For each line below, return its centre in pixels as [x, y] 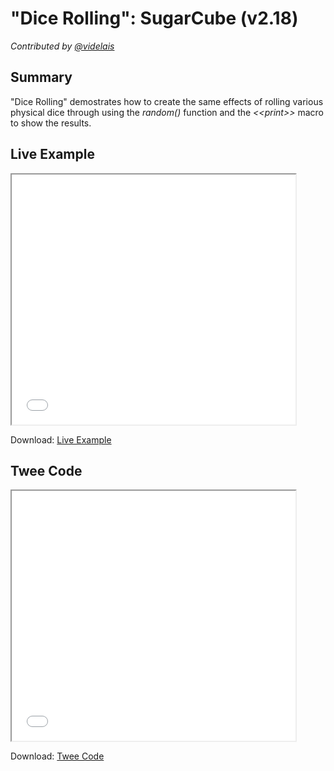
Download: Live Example [61, 439]
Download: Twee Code [57, 756]
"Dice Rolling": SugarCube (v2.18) [154, 18]
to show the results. [51, 123]
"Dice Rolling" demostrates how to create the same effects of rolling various [167, 101]
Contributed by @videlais [62, 46]
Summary [41, 77]
